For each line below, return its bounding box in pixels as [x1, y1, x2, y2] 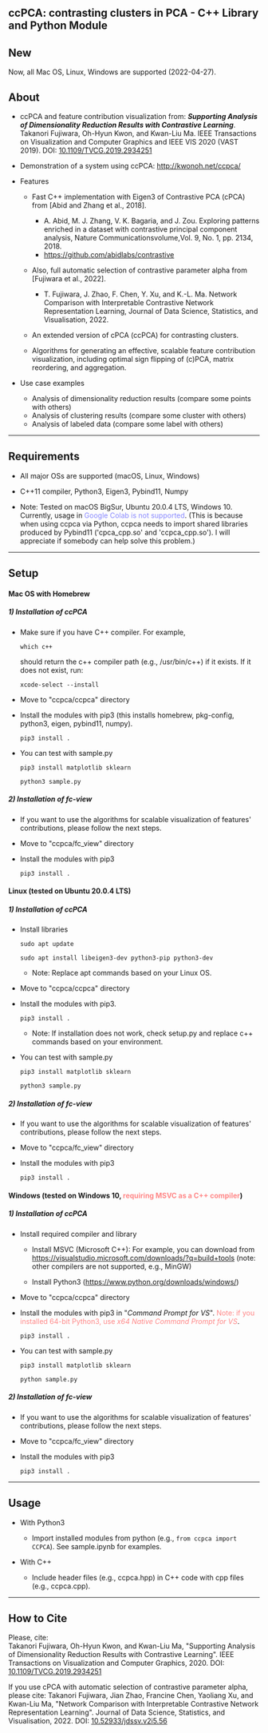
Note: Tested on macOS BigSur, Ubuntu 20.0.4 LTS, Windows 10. [19, 502, 233, 511]
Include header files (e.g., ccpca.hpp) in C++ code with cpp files [31, 1572, 245, 1582]
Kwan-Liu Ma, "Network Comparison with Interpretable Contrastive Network [8, 1699, 259, 1709]
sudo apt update [19, 940, 74, 948]
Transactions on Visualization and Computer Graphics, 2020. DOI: [8, 1658, 225, 1668]
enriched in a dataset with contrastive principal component [43, 225, 238, 234]
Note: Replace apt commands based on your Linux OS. [31, 968, 212, 978]
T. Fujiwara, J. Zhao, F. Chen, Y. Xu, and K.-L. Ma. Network [43, 289, 238, 299]
